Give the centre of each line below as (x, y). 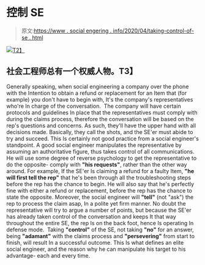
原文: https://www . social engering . (66, 31)
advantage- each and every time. (48, 255)
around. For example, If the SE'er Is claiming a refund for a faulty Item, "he (100, 171)
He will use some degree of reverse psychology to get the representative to (102, 158)
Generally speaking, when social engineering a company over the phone (98, 86)
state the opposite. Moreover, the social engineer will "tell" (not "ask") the (100, 197)
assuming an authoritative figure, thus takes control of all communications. (100, 151)
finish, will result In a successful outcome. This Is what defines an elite (95, 242)
